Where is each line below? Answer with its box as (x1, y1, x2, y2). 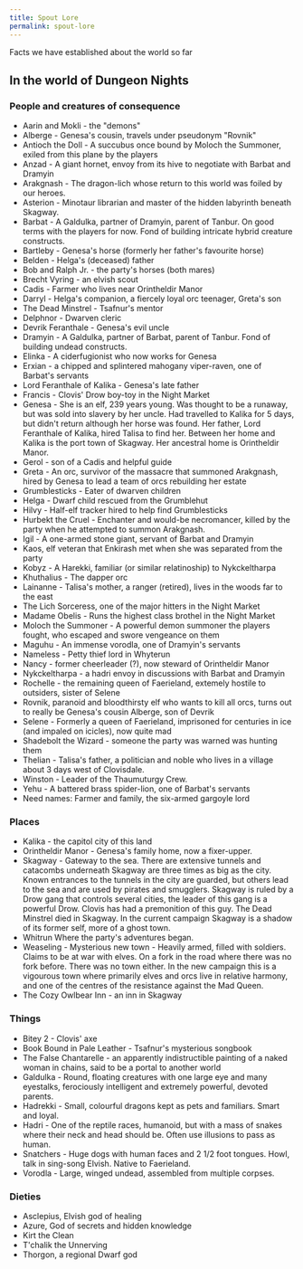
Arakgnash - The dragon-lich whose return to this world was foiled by (22, 178, 283, 189)
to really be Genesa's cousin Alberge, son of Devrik (22, 706, 214, 717)
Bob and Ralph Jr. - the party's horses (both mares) (22, 264, 215, 276)
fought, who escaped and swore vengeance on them (22, 630, 220, 640)
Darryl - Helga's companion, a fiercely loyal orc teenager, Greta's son (22, 293, 282, 304)
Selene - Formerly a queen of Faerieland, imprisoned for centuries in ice (22, 716, 292, 727)
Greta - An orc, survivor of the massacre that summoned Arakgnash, (22, 467, 279, 478)
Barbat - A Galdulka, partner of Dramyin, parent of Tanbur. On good (22, 216, 274, 227)
